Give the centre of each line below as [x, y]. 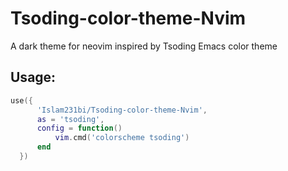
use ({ [21, 100]
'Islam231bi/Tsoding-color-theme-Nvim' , [122, 110]
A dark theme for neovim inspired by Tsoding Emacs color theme [144, 46]
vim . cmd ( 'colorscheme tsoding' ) [122, 138]
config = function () [79, 128]
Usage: [33, 77]
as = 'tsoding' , [70, 119]
